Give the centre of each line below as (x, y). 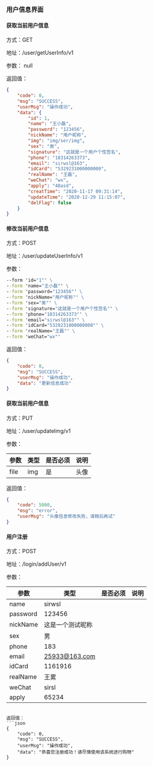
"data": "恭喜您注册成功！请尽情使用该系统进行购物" (76, 752)
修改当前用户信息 (28, 228)
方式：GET (20, 40)
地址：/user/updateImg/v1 (38, 431)
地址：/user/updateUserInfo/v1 (44, 256)
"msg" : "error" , (38, 511)
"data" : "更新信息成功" (44, 383)
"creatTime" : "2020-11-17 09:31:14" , (75, 191)
